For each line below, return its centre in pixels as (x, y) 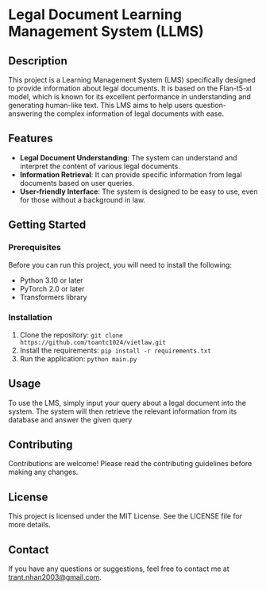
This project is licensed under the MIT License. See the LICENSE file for (125, 516)
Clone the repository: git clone (71, 334)
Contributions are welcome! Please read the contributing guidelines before (130, 464)
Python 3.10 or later (51, 280)
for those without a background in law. (82, 199)
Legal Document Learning (95, 15)
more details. (30, 525)
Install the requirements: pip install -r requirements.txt (116, 350)
